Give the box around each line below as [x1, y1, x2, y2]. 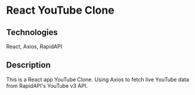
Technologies [6, 27, 58, 37]
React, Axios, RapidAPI [6, 43, 63, 50]
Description [6, 60, 51, 70]
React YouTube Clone [6, 4, 114, 17]
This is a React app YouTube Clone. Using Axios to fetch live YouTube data [6, 75, 190, 83]
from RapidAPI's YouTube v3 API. [6, 82, 88, 89]
